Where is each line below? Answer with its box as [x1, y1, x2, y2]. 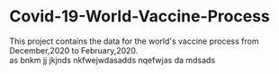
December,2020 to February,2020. [9, 45, 139, 55]
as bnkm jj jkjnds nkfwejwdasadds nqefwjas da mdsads [9, 54, 216, 65]
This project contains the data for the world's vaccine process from [9, 36, 259, 46]
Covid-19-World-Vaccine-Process [9, 6, 270, 27]
